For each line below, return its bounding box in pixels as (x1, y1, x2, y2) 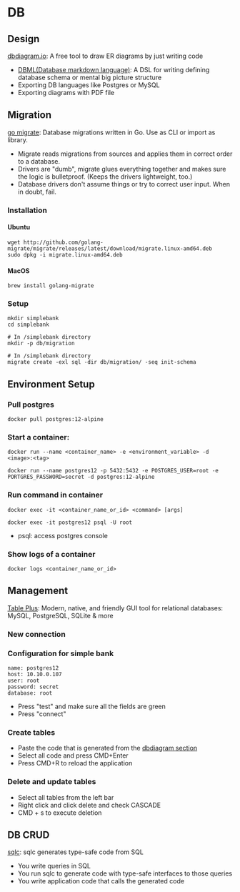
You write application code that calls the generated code (17, 877, 184, 886)
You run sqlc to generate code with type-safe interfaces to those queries (17, 869, 233, 878)
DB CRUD (7, 829, 50, 841)
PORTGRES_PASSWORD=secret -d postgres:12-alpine (7, 473, 155, 481)
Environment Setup (7, 378, 95, 390)
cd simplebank (7, 321, 50, 329)
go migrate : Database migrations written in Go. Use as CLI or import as (7, 128, 216, 137)
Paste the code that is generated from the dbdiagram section (17, 744, 198, 753)
